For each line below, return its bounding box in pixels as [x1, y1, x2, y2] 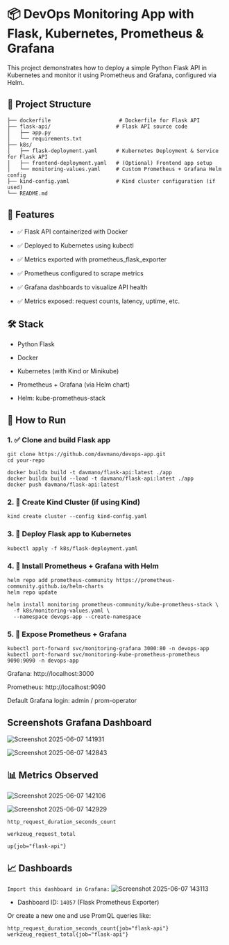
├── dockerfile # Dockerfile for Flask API [7, 117, 200, 124]
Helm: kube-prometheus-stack [17, 394, 106, 403]
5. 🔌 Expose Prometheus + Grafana [7, 629, 127, 639]
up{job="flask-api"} [7, 843, 67, 850]
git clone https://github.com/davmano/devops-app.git [7, 451, 167, 458]
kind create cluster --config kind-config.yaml [7, 513, 148, 520]
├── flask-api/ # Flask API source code [7, 123, 188, 130]
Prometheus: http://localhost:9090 [7, 683, 106, 691]
